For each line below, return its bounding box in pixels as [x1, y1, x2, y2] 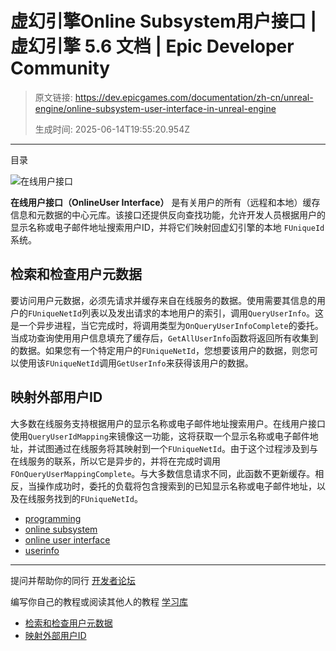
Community [10, 57, 111, 80]
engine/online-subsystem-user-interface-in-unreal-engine [34, 102, 277, 114]
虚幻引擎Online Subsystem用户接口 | [10, 10, 317, 33]
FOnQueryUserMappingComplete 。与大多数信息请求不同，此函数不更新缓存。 [10, 467, 316, 479]
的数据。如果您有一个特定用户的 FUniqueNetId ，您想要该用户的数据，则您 [10, 344, 310, 356]
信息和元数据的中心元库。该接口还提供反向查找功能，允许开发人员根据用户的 [10, 208, 326, 221]
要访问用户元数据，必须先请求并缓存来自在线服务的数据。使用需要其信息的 [10, 294, 317, 306]
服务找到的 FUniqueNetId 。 [36, 492, 143, 504]
